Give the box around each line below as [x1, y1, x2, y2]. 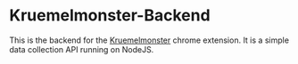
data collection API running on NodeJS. [9, 44, 154, 54]
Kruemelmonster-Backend [9, 5, 211, 26]
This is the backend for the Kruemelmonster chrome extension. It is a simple [9, 35, 290, 45]
